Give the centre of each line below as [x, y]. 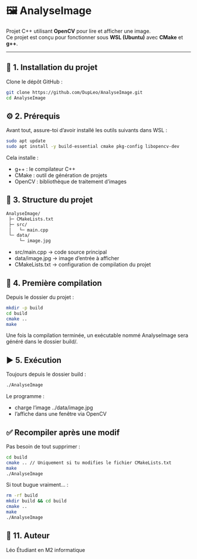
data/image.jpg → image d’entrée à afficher [67, 258]
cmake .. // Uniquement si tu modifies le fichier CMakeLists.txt [89, 463]
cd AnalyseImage [26, 98]
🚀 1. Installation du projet [52, 68]
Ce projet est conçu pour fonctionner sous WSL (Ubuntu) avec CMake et [95, 37]
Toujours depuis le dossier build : [46, 374]
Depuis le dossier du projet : [40, 297]
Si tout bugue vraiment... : [37, 485]
